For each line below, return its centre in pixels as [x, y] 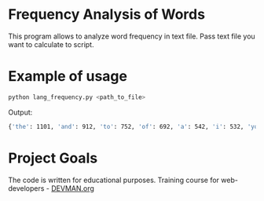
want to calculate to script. [51, 44]
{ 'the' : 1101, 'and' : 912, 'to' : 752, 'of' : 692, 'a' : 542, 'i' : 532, [126, 126]
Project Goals [53, 158]
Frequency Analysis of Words [107, 15]
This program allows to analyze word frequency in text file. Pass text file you [132, 36]
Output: [20, 112]
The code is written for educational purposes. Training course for [114, 180]
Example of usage [68, 77]
